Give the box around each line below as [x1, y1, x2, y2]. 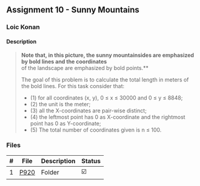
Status [81, 156, 101, 165]
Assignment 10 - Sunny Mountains [6, 5, 139, 15]
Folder [41, 168, 59, 177]
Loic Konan [6, 23, 41, 31]
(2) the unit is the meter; [30, 100, 91, 107]
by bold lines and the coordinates [21, 57, 107, 65]
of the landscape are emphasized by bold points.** [21, 64, 149, 71]
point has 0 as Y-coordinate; [30, 120, 101, 127]
